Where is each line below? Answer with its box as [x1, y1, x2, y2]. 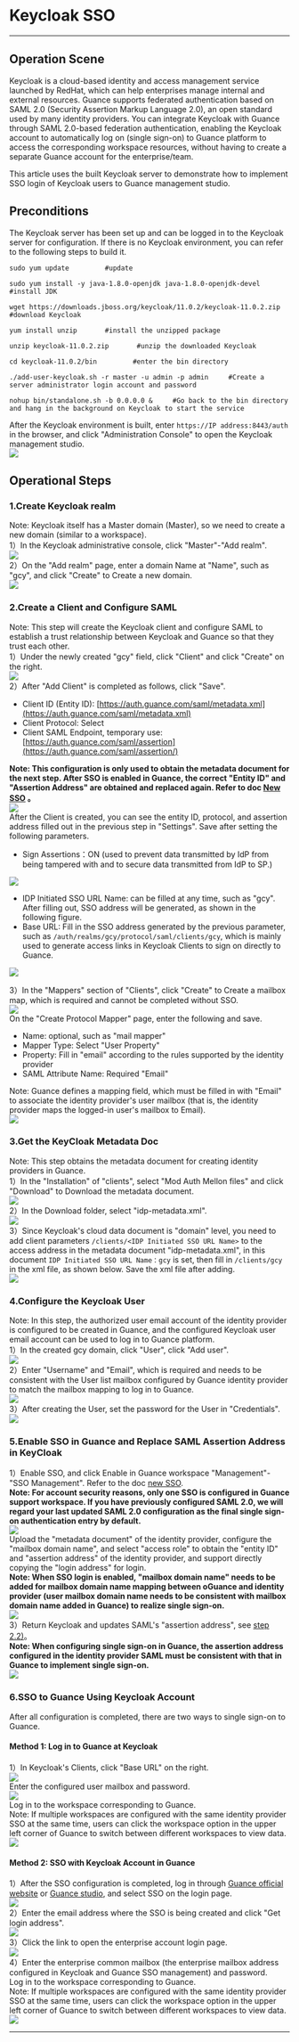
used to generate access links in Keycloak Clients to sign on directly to [21, 940, 281, 951]
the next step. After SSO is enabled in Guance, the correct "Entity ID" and [9, 772, 287, 783]
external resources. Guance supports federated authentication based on [9, 94, 274, 105]
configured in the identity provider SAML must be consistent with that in [9, 1650, 282, 1662]
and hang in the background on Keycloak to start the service [9, 404, 245, 412]
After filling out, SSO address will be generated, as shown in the [21, 902, 256, 913]
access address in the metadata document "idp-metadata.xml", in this [9, 1245, 265, 1255]
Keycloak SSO [9, 5, 116, 26]
